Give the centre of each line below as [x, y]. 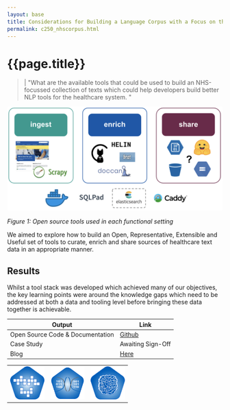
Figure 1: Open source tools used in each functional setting [90, 221]
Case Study [26, 344]
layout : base [26, 14]
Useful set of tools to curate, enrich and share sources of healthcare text [110, 242]
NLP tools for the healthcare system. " [78, 97]
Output [62, 324]
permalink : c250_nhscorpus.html [53, 29]
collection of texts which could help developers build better [136, 90]
